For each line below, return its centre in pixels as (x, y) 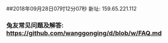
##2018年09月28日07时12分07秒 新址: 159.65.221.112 (71, 9)
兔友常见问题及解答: (35, 25)
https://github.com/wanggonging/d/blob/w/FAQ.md (84, 33)
